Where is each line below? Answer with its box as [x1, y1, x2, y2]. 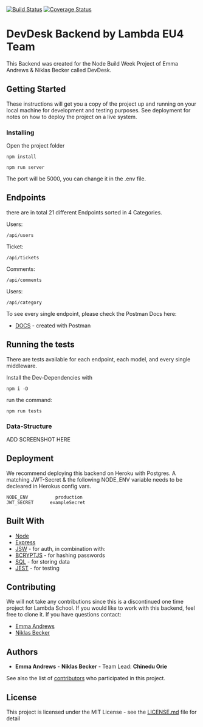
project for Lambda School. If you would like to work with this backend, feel [6, 604, 196, 612]
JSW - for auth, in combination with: [15, 545, 106, 552]
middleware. [6, 362, 38, 369]
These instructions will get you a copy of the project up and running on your [6, 100, 196, 108]
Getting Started [6, 84, 66, 94]
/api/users [6, 232, 34, 238]
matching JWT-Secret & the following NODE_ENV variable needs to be [6, 476, 183, 483]
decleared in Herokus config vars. [6, 482, 91, 490]
